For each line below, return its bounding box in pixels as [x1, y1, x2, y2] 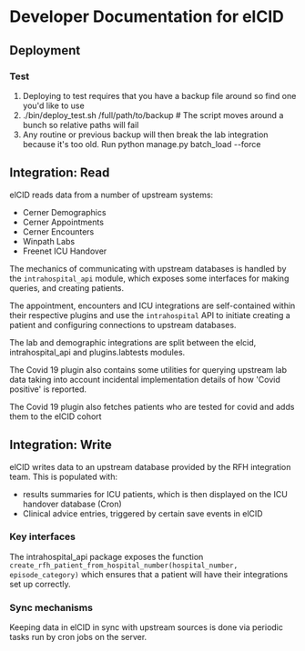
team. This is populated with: [9, 471, 118, 482]
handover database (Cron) [22, 498, 123, 509]
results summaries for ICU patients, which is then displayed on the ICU [22, 488, 289, 499]
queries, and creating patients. [9, 282, 125, 293]
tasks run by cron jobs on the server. [9, 632, 147, 643]
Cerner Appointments [22, 216, 105, 227]
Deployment [9, 43, 81, 58]
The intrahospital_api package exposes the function [9, 551, 204, 562]
